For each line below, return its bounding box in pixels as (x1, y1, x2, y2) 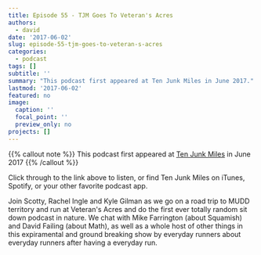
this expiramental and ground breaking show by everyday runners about (8, 229, 241, 239)
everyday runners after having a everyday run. (8, 238, 158, 247)
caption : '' (15, 106, 55, 114)
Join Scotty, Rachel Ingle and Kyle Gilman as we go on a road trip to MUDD (8, 196, 250, 206)
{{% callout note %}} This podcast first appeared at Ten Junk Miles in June (8, 149, 251, 159)
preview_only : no (15, 120, 72, 128)
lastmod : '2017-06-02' (8, 84, 82, 92)
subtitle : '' (8, 70, 51, 77)
